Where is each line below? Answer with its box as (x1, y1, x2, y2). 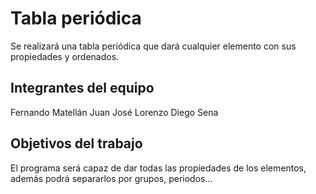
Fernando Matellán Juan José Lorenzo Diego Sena (10, 106, 219, 118)
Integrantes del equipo (10, 80, 155, 97)
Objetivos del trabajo (10, 135, 143, 152)
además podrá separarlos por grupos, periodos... (10, 172, 213, 184)
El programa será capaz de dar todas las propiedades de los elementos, (10, 162, 307, 174)
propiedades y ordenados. (10, 50, 120, 62)
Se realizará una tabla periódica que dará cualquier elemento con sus (10, 40, 297, 52)
